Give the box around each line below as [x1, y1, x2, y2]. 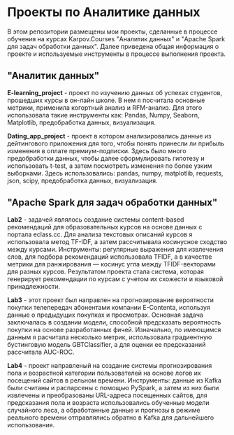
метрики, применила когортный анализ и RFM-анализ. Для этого [7, 103, 203, 112]
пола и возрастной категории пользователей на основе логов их [7, 369, 201, 377]
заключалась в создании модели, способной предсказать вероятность [7, 318, 221, 326]
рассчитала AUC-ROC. [7, 348, 75, 356]
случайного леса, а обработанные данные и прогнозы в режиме [7, 406, 200, 414]
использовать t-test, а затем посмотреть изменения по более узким [7, 162, 212, 170]
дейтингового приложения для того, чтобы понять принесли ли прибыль [7, 139, 225, 148]
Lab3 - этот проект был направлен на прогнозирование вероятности [7, 295, 214, 304]
